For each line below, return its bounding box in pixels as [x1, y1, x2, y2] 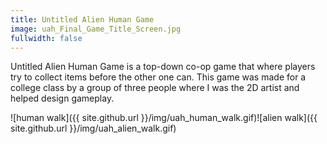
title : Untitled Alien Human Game [10, 14, 155, 25]
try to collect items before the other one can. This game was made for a [10, 71, 307, 83]
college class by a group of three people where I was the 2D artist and [10, 82, 300, 94]
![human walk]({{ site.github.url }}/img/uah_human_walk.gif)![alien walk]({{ [10, 112, 318, 124]
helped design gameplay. [10, 92, 115, 105]
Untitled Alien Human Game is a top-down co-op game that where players [10, 61, 316, 73]
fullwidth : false [10, 33, 83, 43]
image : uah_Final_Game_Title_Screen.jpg [10, 24, 182, 34]
